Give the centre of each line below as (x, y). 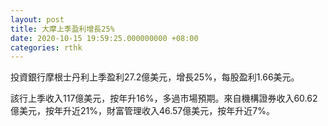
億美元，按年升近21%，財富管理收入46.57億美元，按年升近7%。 (142, 111)
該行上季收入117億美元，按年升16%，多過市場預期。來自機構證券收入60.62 (164, 98)
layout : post (37, 19)
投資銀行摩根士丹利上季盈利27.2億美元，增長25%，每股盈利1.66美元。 (155, 77)
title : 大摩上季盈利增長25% (62, 29)
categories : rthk (46, 47)
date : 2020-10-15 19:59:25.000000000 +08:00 (104, 38)
